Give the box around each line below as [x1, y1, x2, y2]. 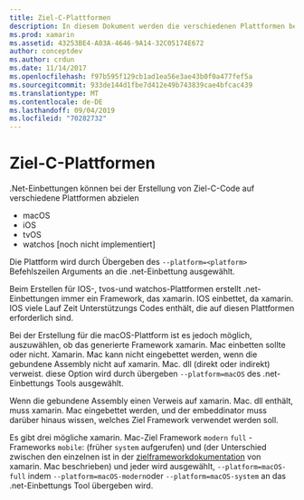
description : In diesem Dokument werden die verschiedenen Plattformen [9, 22, 285, 31]
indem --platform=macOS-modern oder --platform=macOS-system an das [27, 471, 287, 482]
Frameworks [9, 442, 56, 453]
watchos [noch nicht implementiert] [22, 239, 156, 250]
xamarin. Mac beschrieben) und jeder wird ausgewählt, [9, 461, 215, 472]
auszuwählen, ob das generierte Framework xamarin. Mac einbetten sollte [9, 340, 287, 351]
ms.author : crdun [9, 55, 75, 64]
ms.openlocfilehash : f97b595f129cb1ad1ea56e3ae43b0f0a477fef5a [9, 72, 253, 81]
